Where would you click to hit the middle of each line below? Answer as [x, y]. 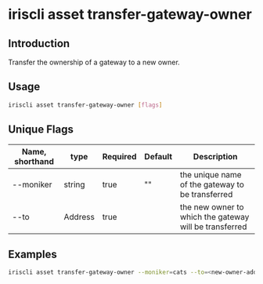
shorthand [34, 161]
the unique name [211, 174]
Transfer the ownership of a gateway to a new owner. [94, 62]
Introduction [39, 44]
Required [119, 156]
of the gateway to [212, 184]
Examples [32, 254]
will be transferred [213, 227]
